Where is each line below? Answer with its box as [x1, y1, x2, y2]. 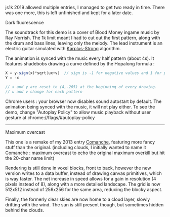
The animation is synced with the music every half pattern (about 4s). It [5, 55, 154, 61]
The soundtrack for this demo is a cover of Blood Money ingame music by [5, 29, 160, 35]
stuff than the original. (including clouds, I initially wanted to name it [5, 144, 146, 150]
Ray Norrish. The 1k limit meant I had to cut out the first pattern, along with [5, 35, 160, 41]
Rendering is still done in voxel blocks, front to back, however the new [5, 165, 151, 171]
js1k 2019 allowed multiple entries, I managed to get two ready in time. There [5, 5, 165, 10]
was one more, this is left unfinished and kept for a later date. [5, 10, 133, 16]
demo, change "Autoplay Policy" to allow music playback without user [5, 109, 151, 115]
